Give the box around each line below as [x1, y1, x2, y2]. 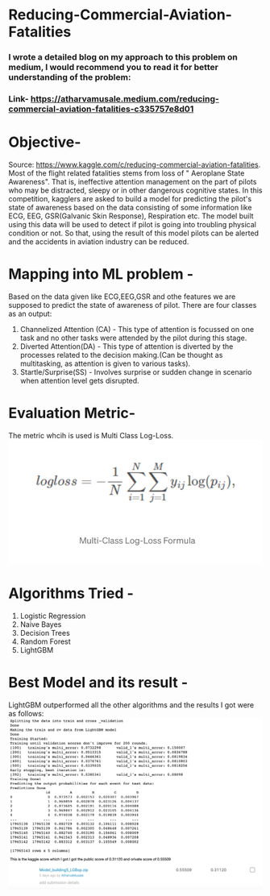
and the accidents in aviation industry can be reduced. [8, 236, 189, 247]
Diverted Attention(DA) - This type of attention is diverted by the [19, 341, 234, 351]
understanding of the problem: [8, 72, 131, 83]
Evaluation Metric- [8, 404, 135, 422]
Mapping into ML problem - [8, 265, 194, 284]
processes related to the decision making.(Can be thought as [19, 350, 223, 359]
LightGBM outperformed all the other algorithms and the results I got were [8, 699, 255, 710]
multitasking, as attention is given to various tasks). [19, 359, 191, 368]
